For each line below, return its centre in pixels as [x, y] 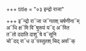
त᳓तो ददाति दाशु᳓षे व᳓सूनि [32, 34]
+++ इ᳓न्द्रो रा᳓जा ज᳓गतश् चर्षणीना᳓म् [43, 21]
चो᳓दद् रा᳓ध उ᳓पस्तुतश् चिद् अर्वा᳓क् [41, 41]
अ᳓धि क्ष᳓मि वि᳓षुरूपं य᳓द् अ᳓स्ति [38, 28]
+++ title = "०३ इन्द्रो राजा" [35, 9]
